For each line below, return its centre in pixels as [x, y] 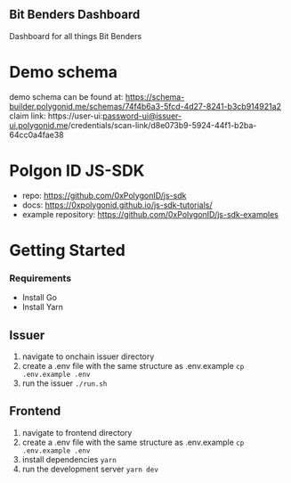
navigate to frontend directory [77, 432]
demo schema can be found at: [66, 96]
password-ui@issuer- [142, 116]
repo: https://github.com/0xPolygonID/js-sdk [104, 195]
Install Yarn [43, 307]
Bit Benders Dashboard [75, 15]
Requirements [40, 278]
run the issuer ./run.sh [65, 383]
